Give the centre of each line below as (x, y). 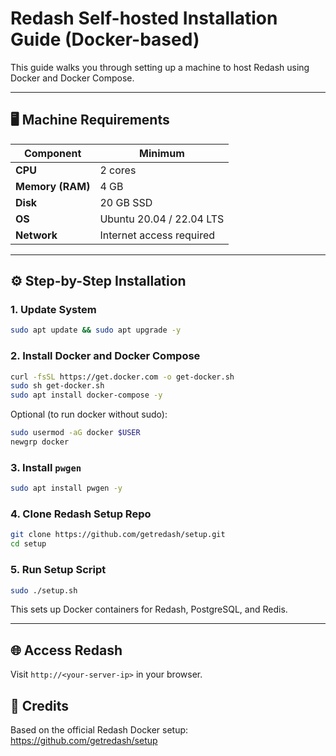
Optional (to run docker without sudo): (89, 414)
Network (36, 235)
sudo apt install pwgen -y (66, 488)
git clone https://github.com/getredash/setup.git (118, 535)
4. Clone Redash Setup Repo (81, 514)
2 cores (118, 170)
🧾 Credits (40, 705)
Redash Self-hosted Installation (144, 18)
